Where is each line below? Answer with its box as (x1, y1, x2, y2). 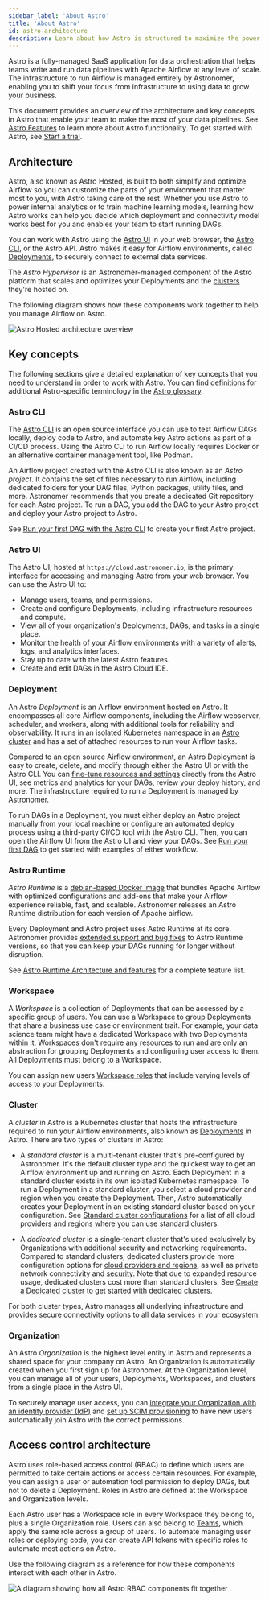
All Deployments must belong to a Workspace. (8, 1055, 162, 1065)
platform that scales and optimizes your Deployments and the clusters (8, 276, 240, 286)
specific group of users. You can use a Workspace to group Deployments (8, 1012, 251, 1022)
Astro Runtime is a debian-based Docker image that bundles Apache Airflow (8, 883, 261, 893)
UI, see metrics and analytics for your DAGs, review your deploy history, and (8, 778, 261, 787)
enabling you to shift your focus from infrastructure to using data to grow (8, 82, 250, 92)
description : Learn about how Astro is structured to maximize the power (8, 34, 261, 43)
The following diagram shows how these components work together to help (8, 300, 259, 310)
